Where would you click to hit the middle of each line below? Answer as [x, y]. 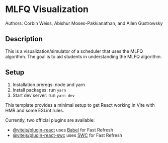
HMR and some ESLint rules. [35, 110]
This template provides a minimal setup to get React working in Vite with [80, 105]
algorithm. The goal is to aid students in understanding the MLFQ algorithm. [83, 56]
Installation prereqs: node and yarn [49, 85]
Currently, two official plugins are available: [50, 120]
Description [24, 39]
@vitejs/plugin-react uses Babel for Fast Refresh [63, 130]
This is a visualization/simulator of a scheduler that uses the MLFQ [74, 51]
